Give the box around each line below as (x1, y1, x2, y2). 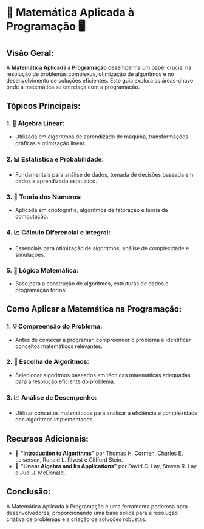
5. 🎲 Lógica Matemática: (6, 266, 79, 275)
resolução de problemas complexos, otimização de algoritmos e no (6, 70, 174, 78)
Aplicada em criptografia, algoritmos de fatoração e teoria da (15, 206, 168, 214)
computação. (15, 213, 49, 220)
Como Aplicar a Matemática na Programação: (6, 304, 182, 315)
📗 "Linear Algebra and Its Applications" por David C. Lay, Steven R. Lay (15, 462, 197, 469)
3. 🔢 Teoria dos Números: (6, 193, 83, 201)
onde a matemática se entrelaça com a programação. (6, 83, 140, 90)
